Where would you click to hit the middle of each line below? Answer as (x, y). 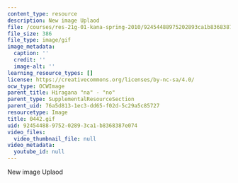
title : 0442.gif (31, 119)
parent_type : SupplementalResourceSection (71, 100)
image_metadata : (31, 47)
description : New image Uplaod (53, 20)
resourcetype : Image (38, 112)
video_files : (27, 132)
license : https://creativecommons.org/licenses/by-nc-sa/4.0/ (101, 79)
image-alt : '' (34, 66)
